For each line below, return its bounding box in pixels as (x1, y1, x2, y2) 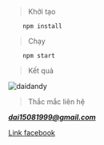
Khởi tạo (27, 7, 56, 16)
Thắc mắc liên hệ (27, 97, 86, 107)
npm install (22, 22, 62, 30)
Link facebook (8, 128, 56, 137)
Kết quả (27, 66, 54, 75)
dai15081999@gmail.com (8, 112, 96, 122)
